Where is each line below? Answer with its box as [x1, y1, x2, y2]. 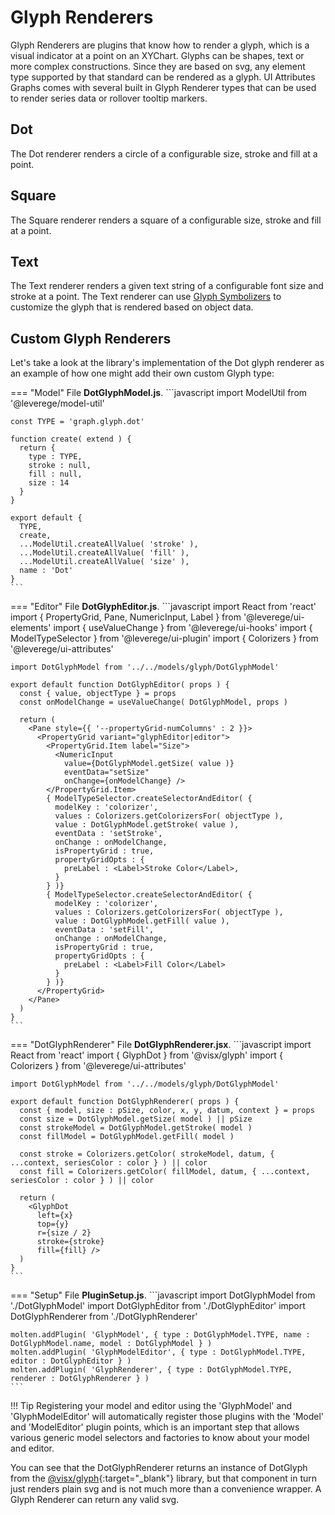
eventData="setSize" [63, 767, 150, 778]
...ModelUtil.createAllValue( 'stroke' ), [19, 539, 199, 550]
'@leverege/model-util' [10, 397, 105, 410]
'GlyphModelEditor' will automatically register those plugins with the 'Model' [10, 1411, 324, 1423]
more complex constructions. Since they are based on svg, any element [10, 60, 306, 72]
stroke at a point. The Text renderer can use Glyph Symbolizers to [10, 291, 282, 303]
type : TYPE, [28, 452, 83, 462]
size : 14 [28, 478, 70, 488]
